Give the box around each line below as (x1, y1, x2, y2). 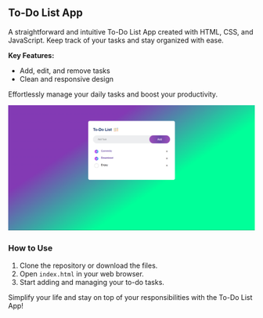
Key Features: (8, 50, 55, 60)
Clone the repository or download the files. (19, 261, 158, 270)
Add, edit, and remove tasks (19, 66, 111, 75)
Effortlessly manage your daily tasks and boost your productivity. (8, 90, 218, 99)
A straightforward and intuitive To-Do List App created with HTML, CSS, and (8, 27, 254, 36)
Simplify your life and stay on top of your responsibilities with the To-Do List (8, 292, 253, 302)
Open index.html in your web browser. (19, 269, 145, 278)
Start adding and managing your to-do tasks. (19, 277, 164, 287)
